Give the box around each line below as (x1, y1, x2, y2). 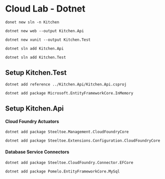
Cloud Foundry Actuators (5, 118, 59, 124)
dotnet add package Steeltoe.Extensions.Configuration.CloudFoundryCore (5, 138, 160, 143)
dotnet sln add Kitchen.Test (5, 55, 66, 60)
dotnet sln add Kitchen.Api (5, 46, 64, 51)
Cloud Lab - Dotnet (5, 3, 86, 15)
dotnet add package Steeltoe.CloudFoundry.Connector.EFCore (5, 160, 134, 165)
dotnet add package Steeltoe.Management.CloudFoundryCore (5, 129, 129, 135)
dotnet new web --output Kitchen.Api (5, 28, 84, 33)
